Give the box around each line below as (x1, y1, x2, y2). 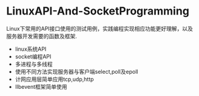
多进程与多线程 (15, 60, 53, 68)
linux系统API (15, 45, 47, 53)
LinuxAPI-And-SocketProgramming (6, 4, 190, 18)
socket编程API (15, 53, 52, 60)
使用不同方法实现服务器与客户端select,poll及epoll (15, 68, 138, 75)
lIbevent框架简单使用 (15, 83, 68, 90)
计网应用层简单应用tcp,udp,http (15, 75, 94, 83)
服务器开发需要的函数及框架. (6, 32, 78, 40)
